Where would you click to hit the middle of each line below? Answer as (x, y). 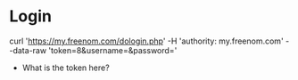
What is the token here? (66, 68)
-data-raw (28, 50)
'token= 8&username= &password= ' (113, 50)
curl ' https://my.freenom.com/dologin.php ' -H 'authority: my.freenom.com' (146, 41)
